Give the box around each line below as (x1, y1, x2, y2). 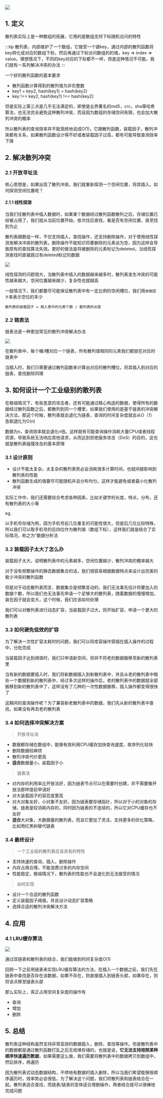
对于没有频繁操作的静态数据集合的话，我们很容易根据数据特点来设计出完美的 (5, 568, 158, 574)
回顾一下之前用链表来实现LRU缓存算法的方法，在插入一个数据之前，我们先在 (5, 966, 158, 972)
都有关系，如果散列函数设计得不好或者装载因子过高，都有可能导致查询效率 (9, 132, 158, 138)
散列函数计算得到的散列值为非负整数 (12, 83, 85, 89)
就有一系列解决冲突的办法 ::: (9, 62, 65, 68)
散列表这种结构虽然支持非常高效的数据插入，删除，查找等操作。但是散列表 (5, 1041, 154, 1046)
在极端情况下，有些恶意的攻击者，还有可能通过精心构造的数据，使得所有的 (5, 400, 154, 406)
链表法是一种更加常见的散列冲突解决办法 (5, 329, 86, 334)
